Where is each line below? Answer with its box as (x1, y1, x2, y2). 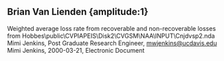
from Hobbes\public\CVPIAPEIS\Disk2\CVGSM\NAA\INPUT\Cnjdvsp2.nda (7, 32, 215, 40)
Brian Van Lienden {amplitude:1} (7, 6, 149, 18)
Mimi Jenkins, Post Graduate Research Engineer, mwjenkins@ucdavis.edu (7, 38, 218, 47)
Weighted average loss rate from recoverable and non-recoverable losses (7, 24, 216, 32)
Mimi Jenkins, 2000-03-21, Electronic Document (7, 46, 145, 54)
